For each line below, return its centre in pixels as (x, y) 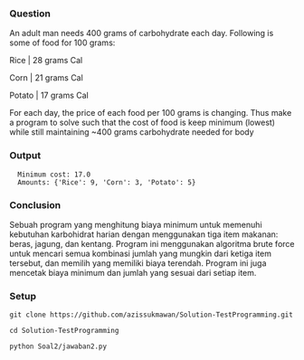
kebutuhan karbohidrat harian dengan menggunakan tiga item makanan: (144, 234)
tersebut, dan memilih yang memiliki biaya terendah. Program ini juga (138, 263)
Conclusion (35, 204)
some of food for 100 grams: (62, 43)
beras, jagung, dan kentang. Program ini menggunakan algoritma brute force (152, 243)
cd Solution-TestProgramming (64, 331)
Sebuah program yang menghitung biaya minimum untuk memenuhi (136, 224)
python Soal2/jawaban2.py (58, 346)
